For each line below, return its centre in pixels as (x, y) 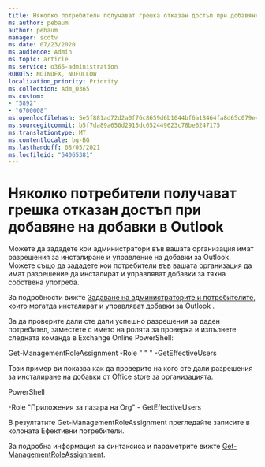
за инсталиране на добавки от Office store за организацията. (111, 377)
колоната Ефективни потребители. (66, 431)
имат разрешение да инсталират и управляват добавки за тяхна (117, 274)
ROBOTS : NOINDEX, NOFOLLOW (52, 74)
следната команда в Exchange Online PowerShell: (91, 338)
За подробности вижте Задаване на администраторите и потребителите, (132, 298)
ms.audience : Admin (40, 52)
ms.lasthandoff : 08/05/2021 (54, 147)
